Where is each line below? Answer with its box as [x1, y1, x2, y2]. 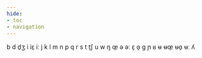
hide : [6, 10, 22, 17]
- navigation [6, 23, 45, 30]
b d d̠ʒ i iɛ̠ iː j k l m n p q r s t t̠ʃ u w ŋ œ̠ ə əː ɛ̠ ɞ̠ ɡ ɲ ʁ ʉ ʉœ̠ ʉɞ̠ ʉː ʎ [6, 43, 195, 51]
